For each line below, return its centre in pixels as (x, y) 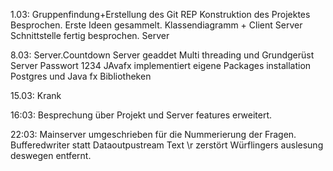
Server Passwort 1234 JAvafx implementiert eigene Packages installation (161, 65)
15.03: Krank (36, 95)
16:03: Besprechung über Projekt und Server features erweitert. (141, 115)
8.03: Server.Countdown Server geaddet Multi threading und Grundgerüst (162, 55)
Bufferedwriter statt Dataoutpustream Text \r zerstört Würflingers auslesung (167, 145)
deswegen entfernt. (51, 155)
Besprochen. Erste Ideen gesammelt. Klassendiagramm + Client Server (156, 25)
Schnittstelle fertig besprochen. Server (90, 35)
